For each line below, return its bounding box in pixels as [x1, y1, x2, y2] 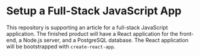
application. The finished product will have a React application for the [6, 30, 178, 37]
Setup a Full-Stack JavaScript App [6, 4, 182, 18]
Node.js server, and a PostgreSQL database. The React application [23, 36, 189, 43]
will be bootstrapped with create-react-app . [6, 43, 116, 50]
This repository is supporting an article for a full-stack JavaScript [6, 24, 168, 31]
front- [179, 30, 194, 37]
